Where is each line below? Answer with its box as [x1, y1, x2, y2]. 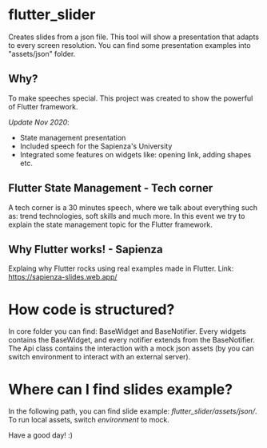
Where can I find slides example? [8, 380, 233, 398]
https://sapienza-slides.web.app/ [8, 272, 118, 282]
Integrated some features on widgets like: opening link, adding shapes [19, 149, 252, 159]
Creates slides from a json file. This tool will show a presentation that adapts [8, 32, 260, 42]
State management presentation [19, 133, 126, 142]
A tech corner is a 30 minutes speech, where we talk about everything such [8, 202, 258, 212]
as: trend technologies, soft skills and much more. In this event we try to [8, 211, 245, 220]
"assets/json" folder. [8, 49, 76, 58]
